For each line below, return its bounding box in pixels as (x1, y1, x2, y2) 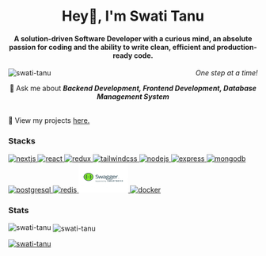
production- (216, 42, 257, 52)
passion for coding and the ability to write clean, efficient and (9, 42, 215, 52)
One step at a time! (195, 68, 258, 78)
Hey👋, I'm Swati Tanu (62, 7, 204, 25)
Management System (96, 92, 170, 101)
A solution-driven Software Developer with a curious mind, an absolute (13, 33, 253, 43)
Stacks (8, 136, 36, 147)
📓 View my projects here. (8, 116, 90, 125)
